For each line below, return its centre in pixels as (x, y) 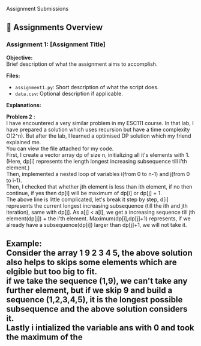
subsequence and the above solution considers (97, 309)
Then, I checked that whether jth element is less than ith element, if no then (99, 186)
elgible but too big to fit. (52, 272)
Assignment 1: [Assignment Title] (56, 44)
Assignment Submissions (37, 9)
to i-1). (14, 180)
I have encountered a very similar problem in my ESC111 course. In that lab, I (100, 123)
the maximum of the (44, 337)
